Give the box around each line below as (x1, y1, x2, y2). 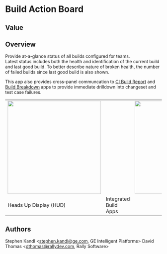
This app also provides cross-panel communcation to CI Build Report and (5, 79, 156, 85)
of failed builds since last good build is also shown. (5, 69, 109, 75)
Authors (5, 225, 31, 233)
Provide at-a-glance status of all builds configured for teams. (5, 53, 130, 59)
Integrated (106, 195, 130, 202)
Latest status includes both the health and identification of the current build (5, 59, 160, 65)
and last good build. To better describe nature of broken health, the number (5, 64, 160, 70)
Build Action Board (5, 3, 83, 15)
